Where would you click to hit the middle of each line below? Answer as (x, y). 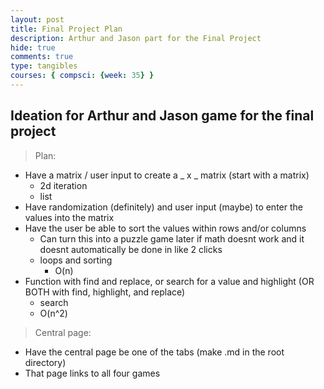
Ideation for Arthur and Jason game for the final (162, 116)
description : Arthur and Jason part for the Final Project (136, 38)
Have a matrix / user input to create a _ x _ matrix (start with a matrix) (167, 175)
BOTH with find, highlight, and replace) (105, 292)
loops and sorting (76, 260)
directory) (45, 362)
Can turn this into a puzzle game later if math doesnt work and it (172, 238)
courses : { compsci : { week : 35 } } (82, 76)
